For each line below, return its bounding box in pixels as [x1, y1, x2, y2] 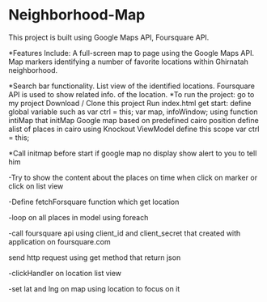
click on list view [8, 181, 64, 191]
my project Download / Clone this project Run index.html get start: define [8, 98, 252, 108]
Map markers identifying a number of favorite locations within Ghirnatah [8, 57, 248, 66]
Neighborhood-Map [8, 6, 146, 24]
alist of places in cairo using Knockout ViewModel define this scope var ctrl [8, 124, 260, 134]
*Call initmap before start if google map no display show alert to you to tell [8, 148, 257, 158]
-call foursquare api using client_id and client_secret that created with [8, 228, 241, 238]
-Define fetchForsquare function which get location [8, 197, 180, 206]
